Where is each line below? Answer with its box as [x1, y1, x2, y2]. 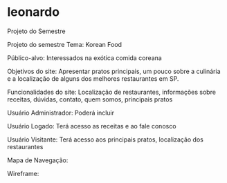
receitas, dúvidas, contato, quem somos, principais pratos [7, 95, 173, 104]
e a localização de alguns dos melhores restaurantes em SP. [7, 74, 179, 83]
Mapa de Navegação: [7, 156, 69, 164]
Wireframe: [7, 169, 39, 177]
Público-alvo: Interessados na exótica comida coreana [7, 53, 163, 62]
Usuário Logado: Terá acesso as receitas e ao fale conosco [7, 122, 176, 130]
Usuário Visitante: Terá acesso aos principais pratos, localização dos [7, 135, 204, 144]
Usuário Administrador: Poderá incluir [7, 108, 114, 117]
